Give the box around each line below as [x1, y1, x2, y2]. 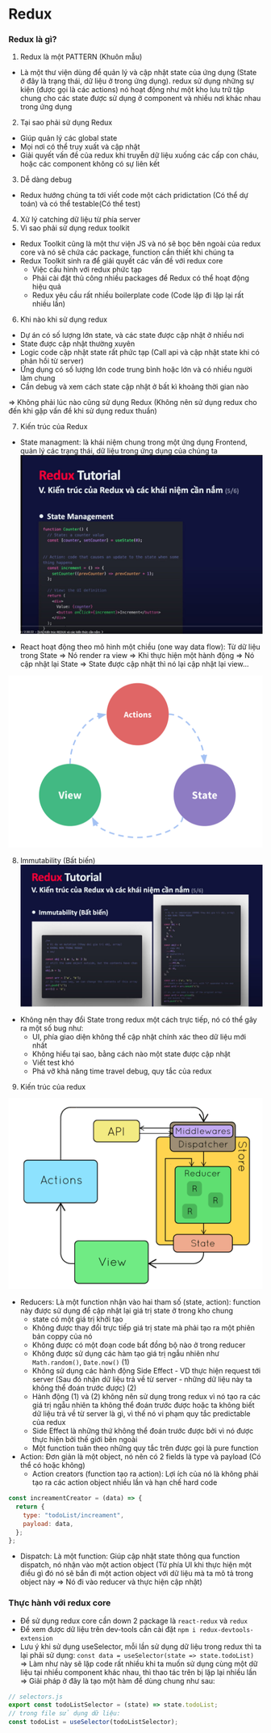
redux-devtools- [198, 1625, 254, 1634]
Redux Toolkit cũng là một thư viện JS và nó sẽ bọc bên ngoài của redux [19, 239, 261, 249]
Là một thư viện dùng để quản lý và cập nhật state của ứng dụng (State [19, 68, 257, 78]
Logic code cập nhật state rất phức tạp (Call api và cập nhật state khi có [19, 348, 260, 357]
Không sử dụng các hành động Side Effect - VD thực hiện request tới [31, 1366, 261, 1376]
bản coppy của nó [31, 1331, 93, 1342]
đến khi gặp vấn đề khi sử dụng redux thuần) [8, 406, 157, 416]
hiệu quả [31, 282, 62, 292]
